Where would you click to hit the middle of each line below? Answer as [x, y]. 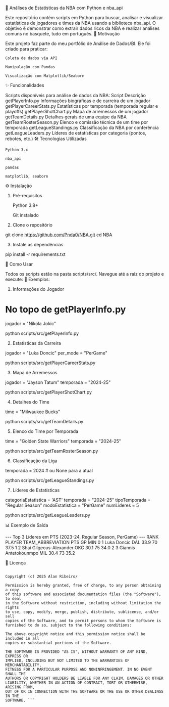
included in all [22, 638]
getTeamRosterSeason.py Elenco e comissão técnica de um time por [77, 122]
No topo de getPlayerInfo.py [66, 310]
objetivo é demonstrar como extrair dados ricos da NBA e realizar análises [82, 28]
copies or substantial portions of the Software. [59, 643]
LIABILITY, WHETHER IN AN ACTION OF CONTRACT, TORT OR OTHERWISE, [76, 683]
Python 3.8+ [25, 205]
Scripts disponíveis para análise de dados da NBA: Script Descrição [76, 95]
